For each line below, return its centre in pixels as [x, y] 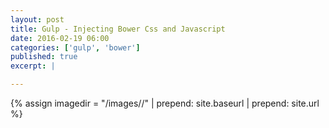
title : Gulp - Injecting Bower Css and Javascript [118, 29]
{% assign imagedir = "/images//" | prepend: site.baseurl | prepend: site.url [165, 103]
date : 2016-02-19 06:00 [60, 38]
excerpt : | [33, 66]
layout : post [37, 19]
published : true [44, 57]
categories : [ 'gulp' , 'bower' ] [75, 47]
